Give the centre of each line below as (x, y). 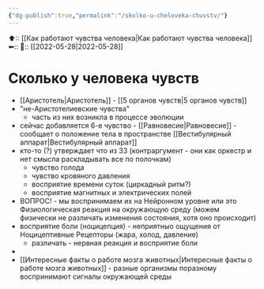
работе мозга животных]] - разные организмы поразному (118, 268)
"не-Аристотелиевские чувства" (75, 108)
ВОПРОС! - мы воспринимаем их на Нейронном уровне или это (128, 201)
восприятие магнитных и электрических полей (111, 192)
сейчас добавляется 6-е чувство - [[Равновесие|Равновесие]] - (128, 125)
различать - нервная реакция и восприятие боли (115, 242)
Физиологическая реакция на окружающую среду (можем (119, 209)
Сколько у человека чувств (104, 78)
